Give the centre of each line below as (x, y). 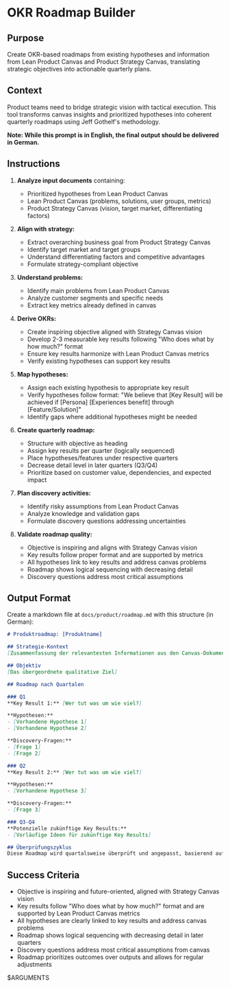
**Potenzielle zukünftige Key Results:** (67, 828)
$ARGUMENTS (28, 978)
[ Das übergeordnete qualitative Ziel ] (62, 672)
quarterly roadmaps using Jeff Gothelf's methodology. (84, 121)
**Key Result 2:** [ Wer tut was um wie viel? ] (75, 772)
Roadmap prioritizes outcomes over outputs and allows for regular (110, 957)
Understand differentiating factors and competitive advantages (116, 257)
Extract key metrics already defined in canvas (92, 305)
